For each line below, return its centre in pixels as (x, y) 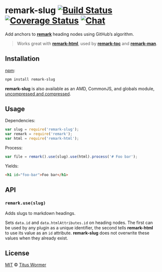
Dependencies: (20, 121)
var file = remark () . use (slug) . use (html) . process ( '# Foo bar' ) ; (71, 157)
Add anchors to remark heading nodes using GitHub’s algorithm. (70, 34)
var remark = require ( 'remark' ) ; (39, 134)
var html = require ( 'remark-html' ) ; (42, 139)
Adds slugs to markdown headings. (40, 213)
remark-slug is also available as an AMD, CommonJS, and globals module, (80, 88)
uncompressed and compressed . (38, 94)
